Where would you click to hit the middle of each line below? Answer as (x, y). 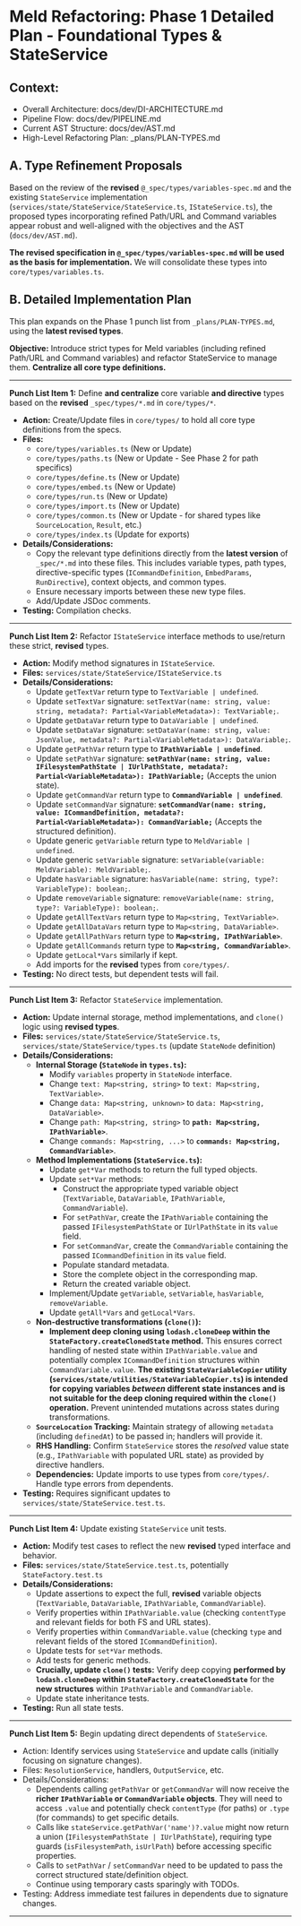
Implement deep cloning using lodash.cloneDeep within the (159, 1331)
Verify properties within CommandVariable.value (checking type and (159, 1631)
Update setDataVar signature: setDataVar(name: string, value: (153, 730)
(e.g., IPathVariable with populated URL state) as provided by (150, 1455)
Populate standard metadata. (116, 1265)
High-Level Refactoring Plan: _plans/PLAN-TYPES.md (121, 138)
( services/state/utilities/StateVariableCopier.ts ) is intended (168, 1378)
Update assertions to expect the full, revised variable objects (148, 1593)
